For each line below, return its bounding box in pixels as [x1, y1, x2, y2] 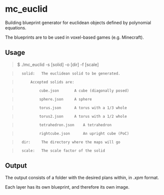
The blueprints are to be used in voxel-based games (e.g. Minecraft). [5, 34, 144, 40]
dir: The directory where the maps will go [22, 140, 121, 145]
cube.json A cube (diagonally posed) [39, 88, 129, 93]
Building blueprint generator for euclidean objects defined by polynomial [5, 20, 151, 25]
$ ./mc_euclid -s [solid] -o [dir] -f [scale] [17, 61, 99, 67]
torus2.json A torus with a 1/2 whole [39, 114, 127, 119]
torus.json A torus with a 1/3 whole [39, 105, 127, 110]
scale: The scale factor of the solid [22, 148, 105, 153]
